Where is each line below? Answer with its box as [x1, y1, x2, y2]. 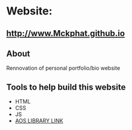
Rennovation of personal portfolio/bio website [6, 64, 120, 72]
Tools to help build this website [6, 82, 126, 92]
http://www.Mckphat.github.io [6, 28, 125, 39]
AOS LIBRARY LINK [15, 117, 64, 125]
